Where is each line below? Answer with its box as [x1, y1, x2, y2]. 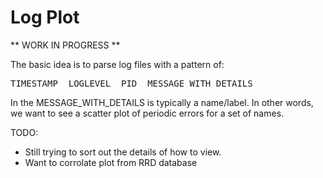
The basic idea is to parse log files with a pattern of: [10, 58, 225, 70]
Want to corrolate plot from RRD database [24, 156, 198, 168]
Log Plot [10, 6, 80, 29]
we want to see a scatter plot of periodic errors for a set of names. [10, 107, 285, 119]
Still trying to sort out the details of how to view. [24, 146, 222, 158]
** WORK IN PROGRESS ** [10, 39, 121, 51]
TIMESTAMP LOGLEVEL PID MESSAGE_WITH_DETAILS [10, 77, 253, 89]
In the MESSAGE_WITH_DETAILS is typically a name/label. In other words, [10, 96, 314, 108]
